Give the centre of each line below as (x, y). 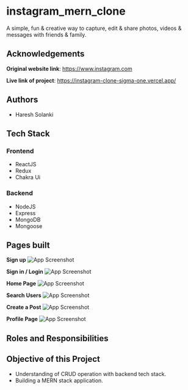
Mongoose (29, 226)
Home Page (21, 284)
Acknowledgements (45, 54)
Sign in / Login (25, 272)
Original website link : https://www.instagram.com (69, 68)
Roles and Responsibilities (57, 338)
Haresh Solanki (34, 114)
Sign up (16, 260)
